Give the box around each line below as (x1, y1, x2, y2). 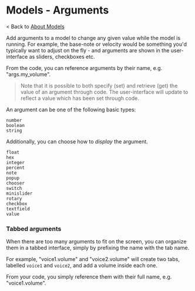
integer (6, 159, 25, 165)
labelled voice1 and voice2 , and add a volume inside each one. (6, 262, 157, 269)
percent (6, 165, 25, 170)
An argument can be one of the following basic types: (6, 106, 136, 113)
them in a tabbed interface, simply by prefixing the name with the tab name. (6, 245, 190, 252)
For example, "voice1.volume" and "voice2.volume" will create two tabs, (6, 256, 180, 263)
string (6, 128, 22, 133)
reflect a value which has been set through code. (20, 95, 139, 102)
